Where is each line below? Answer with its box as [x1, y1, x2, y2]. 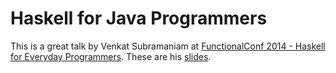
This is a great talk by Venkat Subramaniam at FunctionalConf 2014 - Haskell [10, 40, 326, 52]
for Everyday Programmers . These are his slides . [10, 50, 212, 62]
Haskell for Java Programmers [10, 7, 268, 30]
